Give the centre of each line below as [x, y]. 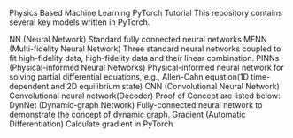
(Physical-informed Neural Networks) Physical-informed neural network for [147, 67]
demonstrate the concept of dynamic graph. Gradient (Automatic [127, 115]
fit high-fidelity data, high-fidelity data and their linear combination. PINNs [144, 58]
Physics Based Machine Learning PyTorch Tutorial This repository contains [146, 13]
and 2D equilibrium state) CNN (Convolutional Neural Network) [166, 86]
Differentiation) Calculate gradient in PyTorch [91, 124]
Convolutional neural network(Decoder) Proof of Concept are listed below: [145, 96]
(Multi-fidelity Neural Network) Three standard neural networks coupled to [145, 49]
